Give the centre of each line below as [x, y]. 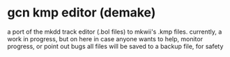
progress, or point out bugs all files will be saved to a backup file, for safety [115, 46]
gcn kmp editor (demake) [82, 13]
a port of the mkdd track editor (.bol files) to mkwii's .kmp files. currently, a [115, 32]
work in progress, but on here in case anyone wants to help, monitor [105, 38]
